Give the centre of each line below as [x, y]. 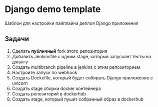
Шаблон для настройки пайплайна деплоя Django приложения [71, 23]
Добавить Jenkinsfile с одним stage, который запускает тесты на [81, 56]
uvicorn [20, 83]
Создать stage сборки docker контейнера [56, 88]
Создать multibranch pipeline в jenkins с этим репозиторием [76, 67]
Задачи [17, 39]
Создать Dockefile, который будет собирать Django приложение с [82, 78]
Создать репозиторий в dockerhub [49, 93]
